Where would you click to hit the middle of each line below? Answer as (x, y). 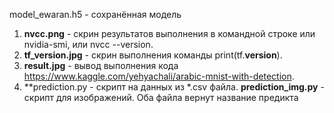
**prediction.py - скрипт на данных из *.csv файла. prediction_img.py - (174, 87)
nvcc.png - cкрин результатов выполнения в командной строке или (169, 33)
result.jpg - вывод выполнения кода (101, 65)
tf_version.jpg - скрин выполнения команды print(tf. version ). (153, 55)
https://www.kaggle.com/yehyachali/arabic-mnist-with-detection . (159, 76)
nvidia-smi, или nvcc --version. (88, 44)
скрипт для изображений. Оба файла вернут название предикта (161, 97)
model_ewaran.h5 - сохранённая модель (95, 14)
